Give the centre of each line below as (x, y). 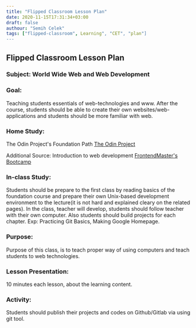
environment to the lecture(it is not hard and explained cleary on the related (98, 202)
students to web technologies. (43, 256)
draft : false (22, 22)
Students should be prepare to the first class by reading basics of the (91, 190)
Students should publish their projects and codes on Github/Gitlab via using (98, 313)
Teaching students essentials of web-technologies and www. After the (92, 103)
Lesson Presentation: (38, 271)
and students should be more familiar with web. (95, 115)
